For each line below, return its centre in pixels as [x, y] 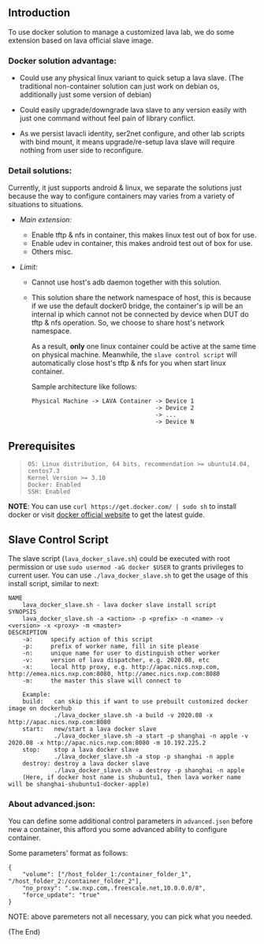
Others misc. [52, 252]
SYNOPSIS [22, 612]
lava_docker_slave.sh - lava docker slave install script [119, 605]
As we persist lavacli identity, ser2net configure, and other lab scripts [132, 134]
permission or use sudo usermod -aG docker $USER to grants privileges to [126, 567]
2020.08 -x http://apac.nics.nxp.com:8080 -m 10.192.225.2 [107, 743]
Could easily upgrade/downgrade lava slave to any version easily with [133, 110]
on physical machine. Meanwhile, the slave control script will [134, 355]
